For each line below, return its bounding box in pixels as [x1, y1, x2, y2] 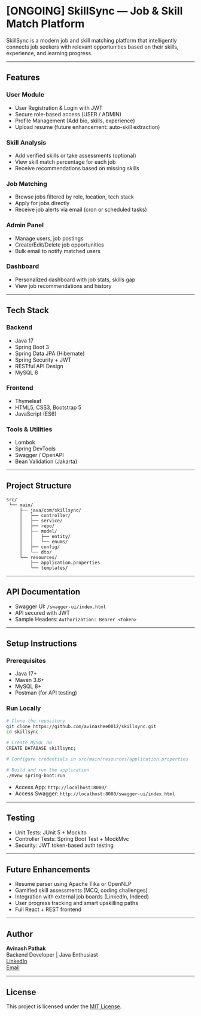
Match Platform [6, 17, 85, 31]
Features [6, 73, 40, 83]
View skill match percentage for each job [14, 158, 116, 166]
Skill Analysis [6, 138, 47, 146]
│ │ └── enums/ [19, 539, 68, 545]
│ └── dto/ [19, 549, 52, 555]
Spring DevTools [14, 445, 56, 452]
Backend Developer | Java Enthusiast [6, 951, 99, 958]
